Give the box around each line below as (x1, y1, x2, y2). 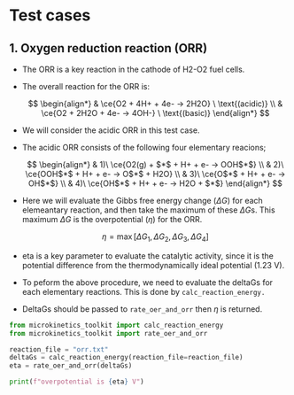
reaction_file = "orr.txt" (9, 345, 109, 354)
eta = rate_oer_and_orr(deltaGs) (9, 361, 133, 370)
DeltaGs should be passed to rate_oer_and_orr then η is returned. (21, 303, 263, 314)
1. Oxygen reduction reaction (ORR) (9, 41, 208, 56)
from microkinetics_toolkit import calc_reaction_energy (9, 321, 224, 329)
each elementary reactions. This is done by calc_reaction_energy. (21, 286, 266, 297)
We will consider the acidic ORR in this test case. (21, 125, 200, 136)
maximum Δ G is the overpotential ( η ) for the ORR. (21, 214, 203, 224)
